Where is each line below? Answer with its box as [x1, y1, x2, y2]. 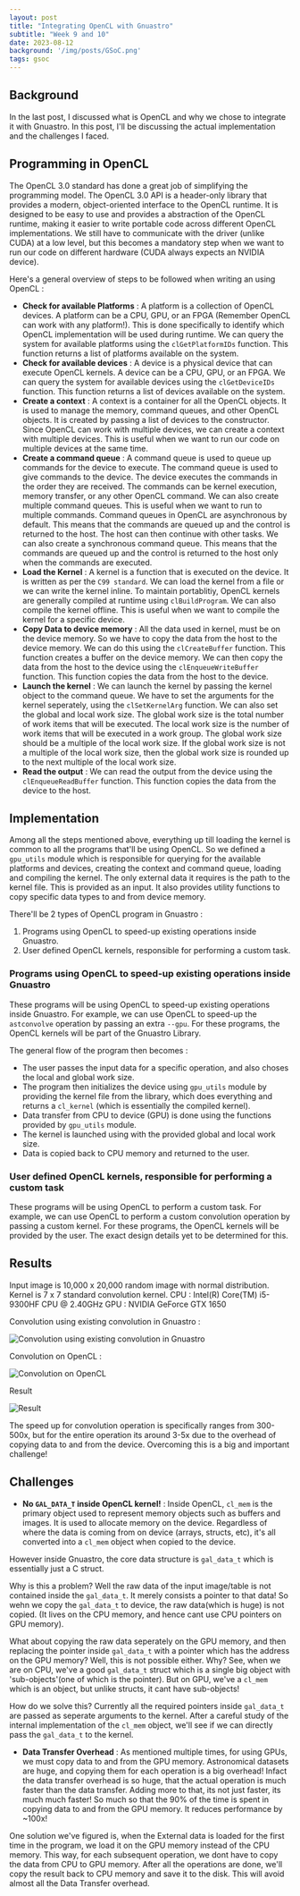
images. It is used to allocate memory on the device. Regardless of [21, 1517, 268, 1528]
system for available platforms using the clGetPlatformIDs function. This [21, 338, 288, 349]
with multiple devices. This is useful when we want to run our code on [21, 433, 279, 444]
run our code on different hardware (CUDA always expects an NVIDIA [9, 247, 265, 258]
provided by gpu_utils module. [21, 1119, 137, 1130]
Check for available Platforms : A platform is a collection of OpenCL [21, 300, 275, 311]
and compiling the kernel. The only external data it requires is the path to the [9, 873, 290, 884]
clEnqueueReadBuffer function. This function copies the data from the [21, 775, 277, 786]
